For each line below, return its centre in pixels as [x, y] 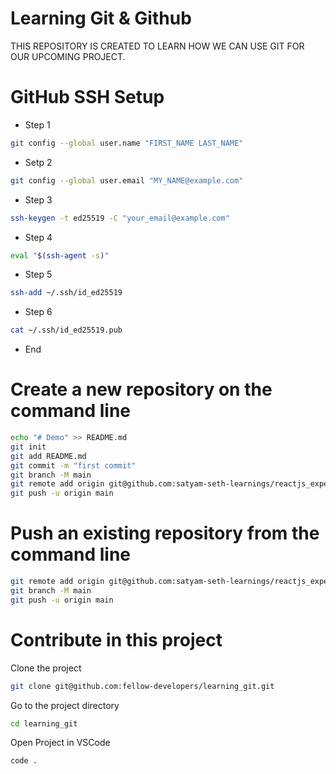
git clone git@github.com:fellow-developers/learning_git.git [142, 686]
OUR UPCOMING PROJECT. [68, 56]
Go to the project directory [65, 705]
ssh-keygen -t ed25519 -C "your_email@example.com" [120, 218]
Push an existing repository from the [165, 533]
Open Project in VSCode [60, 743]
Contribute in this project [116, 639]
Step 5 [38, 274]
